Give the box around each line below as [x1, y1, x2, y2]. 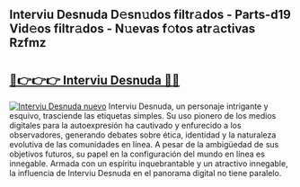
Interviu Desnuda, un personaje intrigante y [108, 101, 269, 111]
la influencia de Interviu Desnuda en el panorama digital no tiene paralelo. [9, 168, 282, 178]
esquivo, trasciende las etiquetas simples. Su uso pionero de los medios [9, 111, 277, 120]
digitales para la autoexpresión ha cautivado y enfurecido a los [9, 120, 242, 130]
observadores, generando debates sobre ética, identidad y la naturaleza [9, 129, 277, 140]
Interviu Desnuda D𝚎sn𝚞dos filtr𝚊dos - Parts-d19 [9, 7, 292, 22]
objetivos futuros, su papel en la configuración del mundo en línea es [9, 148, 265, 159]
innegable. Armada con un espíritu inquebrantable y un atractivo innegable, [9, 158, 289, 169]
